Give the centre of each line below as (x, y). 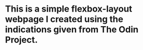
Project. (22, 40)
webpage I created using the (64, 19)
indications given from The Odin (72, 30)
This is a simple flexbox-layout (69, 9)
